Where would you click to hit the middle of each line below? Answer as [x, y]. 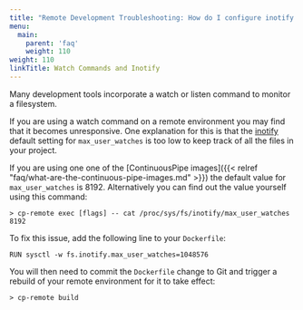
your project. [33, 150]
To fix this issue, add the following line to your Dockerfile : [118, 237]
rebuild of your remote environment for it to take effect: [112, 281]
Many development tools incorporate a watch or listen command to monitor [150, 94]
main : [28, 34]
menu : [20, 26]
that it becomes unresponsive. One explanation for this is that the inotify [144, 131]
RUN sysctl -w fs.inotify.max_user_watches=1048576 [109, 255]
